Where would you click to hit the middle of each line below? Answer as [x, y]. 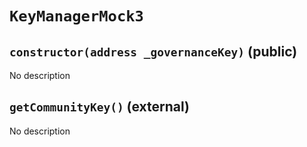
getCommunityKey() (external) [99, 107]
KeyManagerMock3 [76, 16]
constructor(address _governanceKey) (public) [153, 51]
